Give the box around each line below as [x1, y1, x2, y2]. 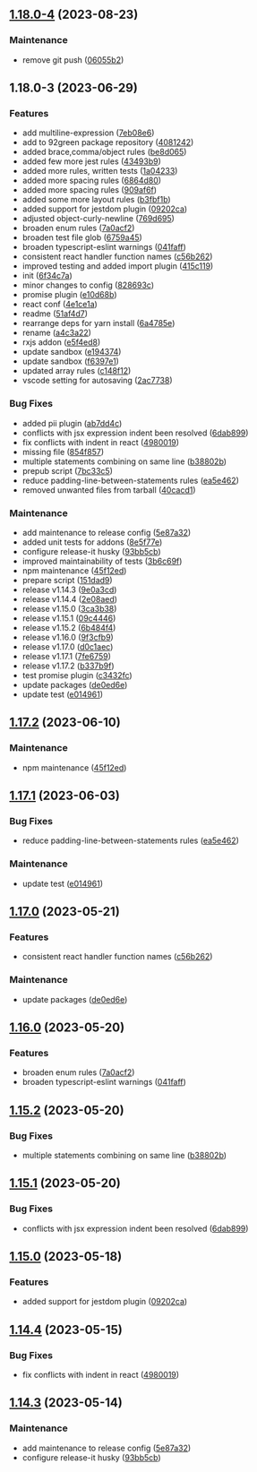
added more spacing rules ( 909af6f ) [21, 185, 158, 195]
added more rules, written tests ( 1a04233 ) [21, 166, 178, 176]
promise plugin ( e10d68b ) [21, 289, 117, 300]
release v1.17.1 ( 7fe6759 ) [21, 650, 112, 661]
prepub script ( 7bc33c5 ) [21, 465, 114, 476]
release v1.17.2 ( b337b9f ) [21, 660, 115, 671]
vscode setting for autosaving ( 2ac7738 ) [21, 375, 173, 386]
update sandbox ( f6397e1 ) [21, 356, 119, 366]
